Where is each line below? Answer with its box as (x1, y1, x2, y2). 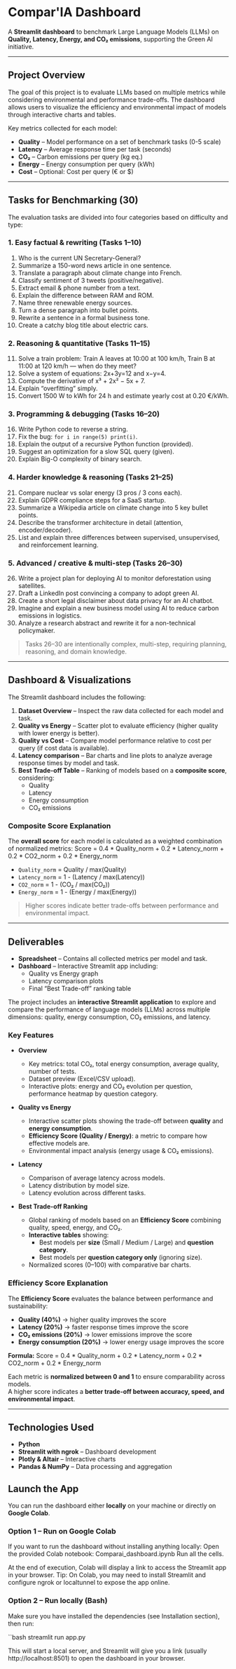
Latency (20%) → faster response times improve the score (18, 1322, 188, 1331)
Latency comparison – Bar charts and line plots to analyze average (18, 751, 213, 759)
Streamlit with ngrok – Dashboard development (18, 1447, 157, 1456)
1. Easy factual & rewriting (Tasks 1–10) (8, 238, 142, 248)
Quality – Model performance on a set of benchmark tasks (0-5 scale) (18, 138, 221, 146)
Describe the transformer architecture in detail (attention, (18, 518, 183, 526)
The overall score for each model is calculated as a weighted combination (8, 837, 223, 846)
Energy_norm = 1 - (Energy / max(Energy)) (18, 888, 137, 896)
